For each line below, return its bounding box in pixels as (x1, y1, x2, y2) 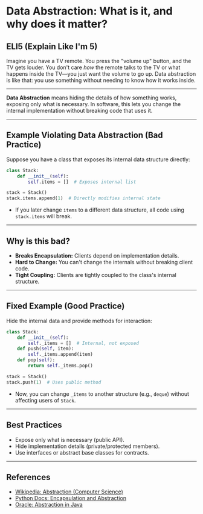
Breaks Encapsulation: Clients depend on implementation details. (14, 252, 179, 259)
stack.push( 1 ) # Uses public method (6, 379, 101, 385)
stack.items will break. (14, 213, 72, 220)
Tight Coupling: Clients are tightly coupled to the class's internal (14, 272, 176, 278)
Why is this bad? (6, 236, 71, 246)
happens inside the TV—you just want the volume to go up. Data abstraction (6, 70, 196, 77)
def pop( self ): (17, 357, 56, 363)
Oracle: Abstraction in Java (14, 501, 83, 509)
